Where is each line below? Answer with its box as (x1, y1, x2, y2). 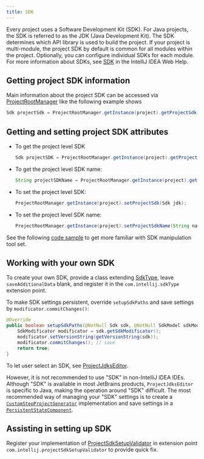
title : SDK (6, 9, 34, 15)
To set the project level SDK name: (15, 211, 102, 218)
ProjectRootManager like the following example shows (6, 98, 142, 105)
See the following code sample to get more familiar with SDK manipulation (6, 233, 192, 241)
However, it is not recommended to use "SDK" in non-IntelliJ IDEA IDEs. (6, 373, 185, 381)
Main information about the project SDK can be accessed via (6, 92, 158, 99)
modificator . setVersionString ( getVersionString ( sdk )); (17, 334, 159, 340)
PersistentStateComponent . (6, 406, 73, 413)
